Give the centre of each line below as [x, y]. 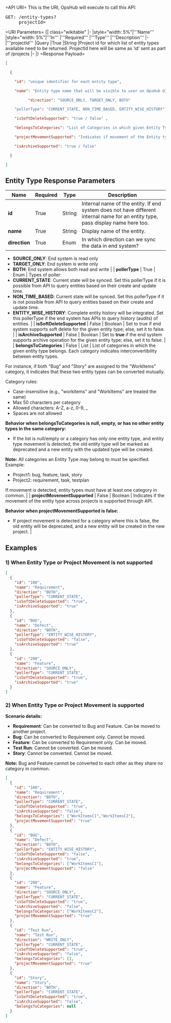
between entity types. [35, 356]
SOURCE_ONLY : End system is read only [55, 258]
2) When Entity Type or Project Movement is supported [75, 705]
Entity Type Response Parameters [60, 180]
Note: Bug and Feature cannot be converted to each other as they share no [84, 763]
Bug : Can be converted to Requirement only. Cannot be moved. [79, 737]
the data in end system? [110, 246]
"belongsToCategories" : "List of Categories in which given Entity [87, 128]
